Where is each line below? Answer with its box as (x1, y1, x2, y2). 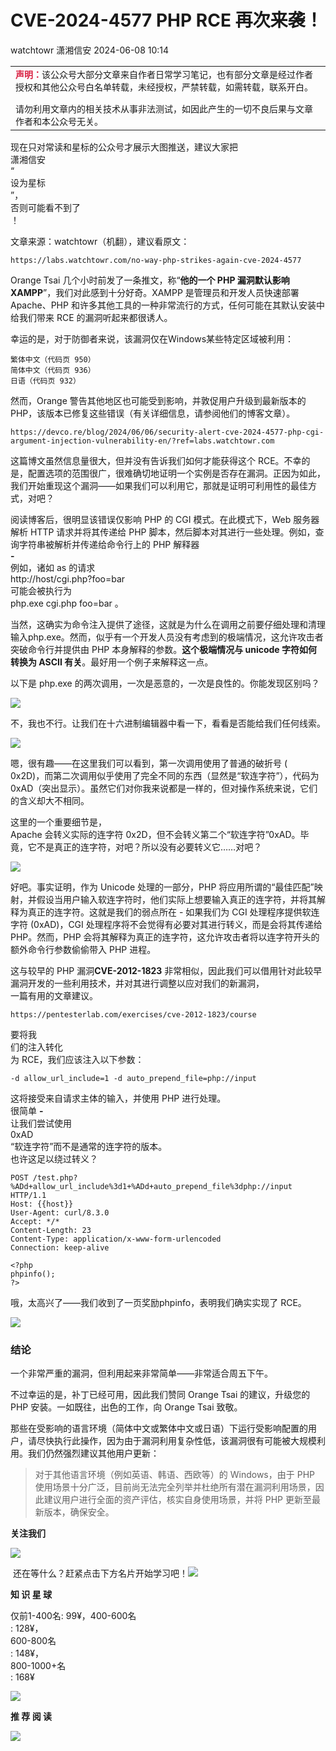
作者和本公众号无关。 (15, 115, 103, 127)
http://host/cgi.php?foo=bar (10, 572, 126, 585)
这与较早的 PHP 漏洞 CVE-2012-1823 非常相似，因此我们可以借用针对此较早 (10, 964, 323, 976)
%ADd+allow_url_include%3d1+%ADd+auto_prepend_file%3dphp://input (10, 1181, 293, 1191)
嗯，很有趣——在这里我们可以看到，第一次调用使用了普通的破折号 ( (10, 757, 288, 769)
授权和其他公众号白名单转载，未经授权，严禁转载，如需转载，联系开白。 (15, 81, 313, 93)
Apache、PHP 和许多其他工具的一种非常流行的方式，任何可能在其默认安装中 (10, 299, 325, 311)
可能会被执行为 (10, 584, 72, 596)
